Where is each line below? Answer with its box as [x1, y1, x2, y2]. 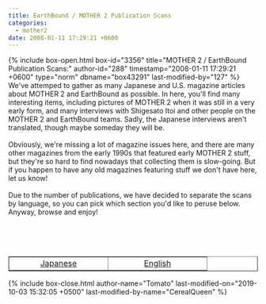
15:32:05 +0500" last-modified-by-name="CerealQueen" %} [28, 287, 228, 297]
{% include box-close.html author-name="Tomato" [8, 279, 174, 288]
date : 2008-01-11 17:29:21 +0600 [8, 33, 119, 42]
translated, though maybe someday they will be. [8, 123, 165, 133]
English [143, 258, 172, 269]
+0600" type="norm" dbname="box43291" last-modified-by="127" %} [8, 72, 240, 82]
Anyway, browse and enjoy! [8, 207, 99, 217]
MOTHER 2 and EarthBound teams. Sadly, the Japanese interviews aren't [8, 114, 247, 124]
